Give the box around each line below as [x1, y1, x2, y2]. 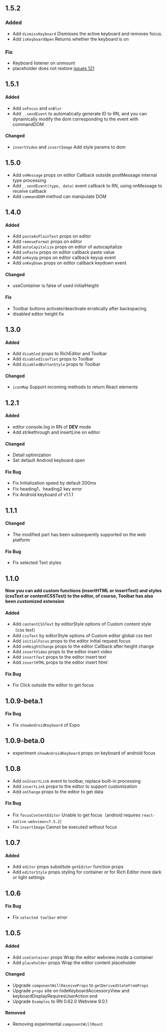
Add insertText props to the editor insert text [12, 654, 106, 660]
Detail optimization [12, 452, 52, 458]
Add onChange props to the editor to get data [12, 788, 104, 795]
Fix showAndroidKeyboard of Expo [12, 722, 80, 728]
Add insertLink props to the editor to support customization [12, 783, 137, 789]
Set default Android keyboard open [12, 457, 85, 463]
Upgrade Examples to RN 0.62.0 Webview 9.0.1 [12, 998, 108, 1004]
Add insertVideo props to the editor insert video [12, 649, 112, 655]
